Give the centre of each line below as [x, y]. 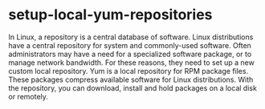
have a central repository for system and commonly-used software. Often [130, 45]
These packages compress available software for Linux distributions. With [131, 79]
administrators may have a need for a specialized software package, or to [130, 54]
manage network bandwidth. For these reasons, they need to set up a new [131, 63]
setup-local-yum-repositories [110, 15]
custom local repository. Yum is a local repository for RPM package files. [128, 71]
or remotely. [28, 96]
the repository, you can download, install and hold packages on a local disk [132, 88]
